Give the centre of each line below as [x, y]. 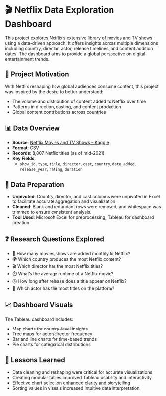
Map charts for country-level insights [50, 329]
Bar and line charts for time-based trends [55, 339]
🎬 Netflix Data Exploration [60, 10]
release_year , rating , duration [51, 169]
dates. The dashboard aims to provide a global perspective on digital [75, 54]
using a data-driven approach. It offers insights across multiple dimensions [82, 43]
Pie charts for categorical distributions [51, 344]
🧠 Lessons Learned [35, 360]
